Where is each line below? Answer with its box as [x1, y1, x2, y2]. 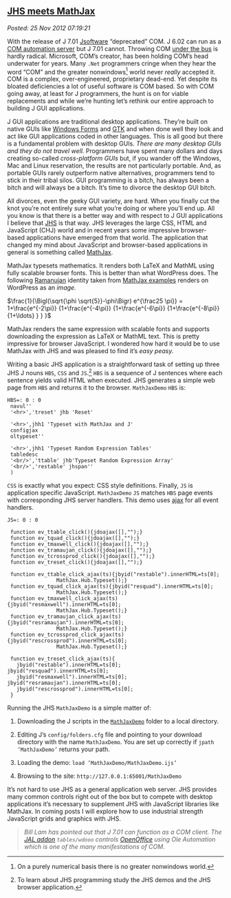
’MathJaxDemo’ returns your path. [16, 745, 110, 754]
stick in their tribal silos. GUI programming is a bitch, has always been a [7, 176, 210, 185]
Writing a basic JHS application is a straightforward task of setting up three [7, 360, 220, 368]
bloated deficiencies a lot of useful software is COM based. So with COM [7, 82, 214, 90]
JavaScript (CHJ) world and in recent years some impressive [7, 226, 180, 235]
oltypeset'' [10, 433, 45, 440]
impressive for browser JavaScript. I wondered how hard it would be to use [7, 339, 220, 348]
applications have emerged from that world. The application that [26, 234, 208, 242]
